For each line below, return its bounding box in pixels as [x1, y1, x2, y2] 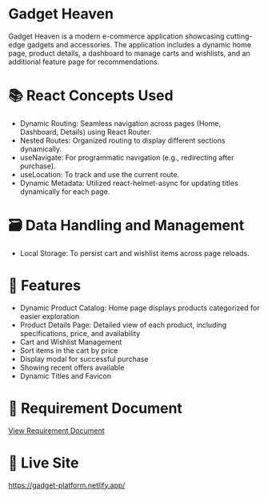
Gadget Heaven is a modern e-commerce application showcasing [8, 31, 225, 41]
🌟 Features [8, 277, 82, 294]
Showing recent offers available [19, 362, 125, 372]
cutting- [226, 31, 253, 41]
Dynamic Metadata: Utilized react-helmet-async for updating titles [19, 178, 238, 188]
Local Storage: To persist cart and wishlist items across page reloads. [19, 248, 250, 257]
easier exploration [19, 311, 80, 321]
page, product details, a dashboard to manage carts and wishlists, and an [8, 48, 250, 58]
